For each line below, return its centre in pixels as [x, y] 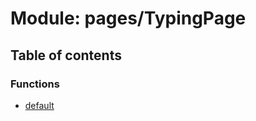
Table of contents [66, 55]
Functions [35, 84]
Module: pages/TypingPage [128, 18]
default [39, 105]
